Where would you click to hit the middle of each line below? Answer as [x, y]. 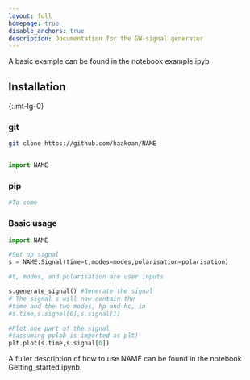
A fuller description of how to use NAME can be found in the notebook [125, 359]
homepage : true [34, 23]
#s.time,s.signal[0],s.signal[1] [65, 314]
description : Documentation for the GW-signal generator [106, 38]
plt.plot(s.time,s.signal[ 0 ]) [59, 344]
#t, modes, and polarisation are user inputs [86, 277]
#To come [23, 203]
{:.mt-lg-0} [26, 106]
